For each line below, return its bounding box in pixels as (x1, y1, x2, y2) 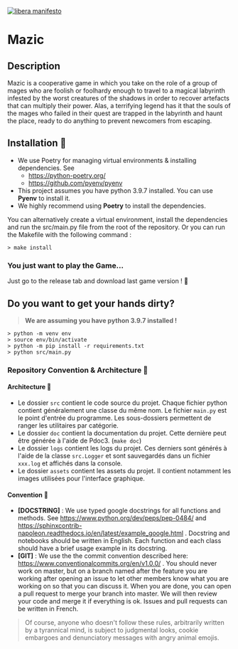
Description (7, 60, 60, 72)
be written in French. (17, 605, 79, 613)
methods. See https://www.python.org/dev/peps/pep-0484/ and (17, 514, 207, 522)
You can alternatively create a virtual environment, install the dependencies (7, 215, 228, 223)
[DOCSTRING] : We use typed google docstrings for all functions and (17, 506, 221, 515)
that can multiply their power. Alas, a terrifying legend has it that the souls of (7, 102, 231, 110)
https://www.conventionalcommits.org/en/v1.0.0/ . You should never (17, 559, 217, 568)
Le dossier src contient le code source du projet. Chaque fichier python (17, 399, 227, 407)
